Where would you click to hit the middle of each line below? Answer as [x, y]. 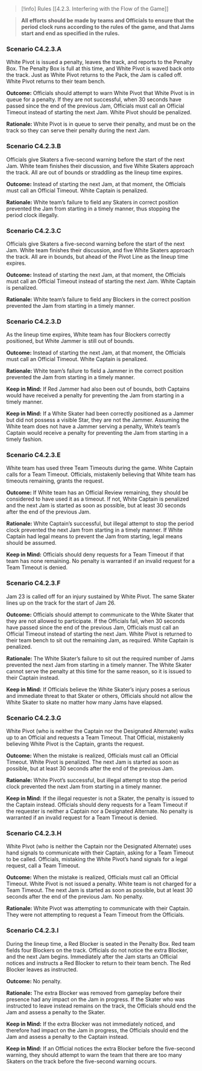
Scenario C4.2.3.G [34, 718]
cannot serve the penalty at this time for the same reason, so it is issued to [99, 671]
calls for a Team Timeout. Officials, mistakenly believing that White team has [101, 475]
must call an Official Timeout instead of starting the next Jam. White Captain [101, 281]
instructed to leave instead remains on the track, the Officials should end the [101, 1006]
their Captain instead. [33, 677]
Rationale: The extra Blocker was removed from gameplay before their [94, 993]
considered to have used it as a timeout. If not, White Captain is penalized [98, 499]
